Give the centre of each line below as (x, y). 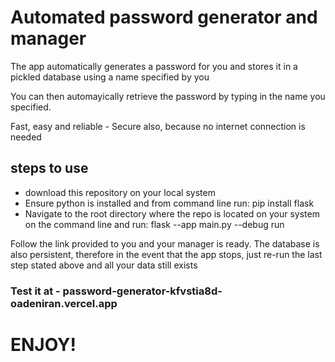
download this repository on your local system (120, 192)
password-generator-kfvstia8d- (142, 291)
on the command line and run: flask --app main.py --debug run (154, 224)
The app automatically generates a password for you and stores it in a (154, 66)
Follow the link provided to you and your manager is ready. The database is (165, 243)
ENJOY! (43, 344)
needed (26, 137)
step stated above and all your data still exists (104, 265)
